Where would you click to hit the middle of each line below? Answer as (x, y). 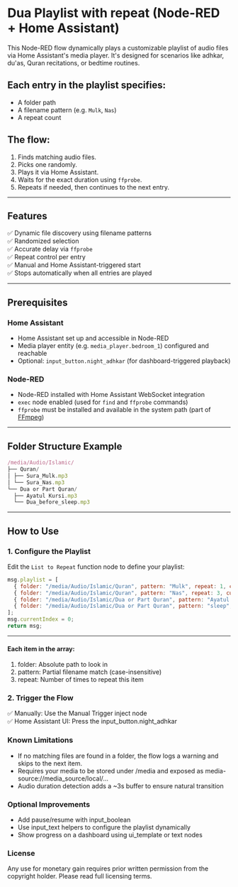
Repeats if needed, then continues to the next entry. (93, 187)
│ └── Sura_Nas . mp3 (36, 482)
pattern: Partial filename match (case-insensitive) (90, 672)
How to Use (33, 531)
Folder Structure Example (65, 446)
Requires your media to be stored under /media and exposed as (110, 771)
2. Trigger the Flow (40, 698)
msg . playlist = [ (33, 579)
